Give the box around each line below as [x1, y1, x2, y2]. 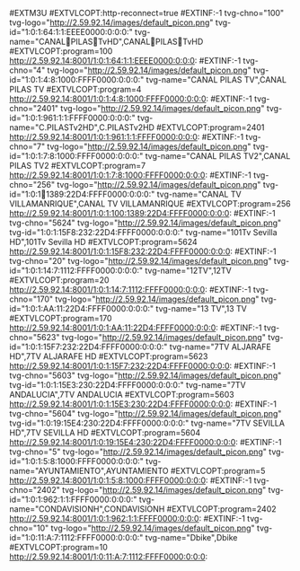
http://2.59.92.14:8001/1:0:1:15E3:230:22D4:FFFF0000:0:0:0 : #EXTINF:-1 [9, 399, 277, 409]
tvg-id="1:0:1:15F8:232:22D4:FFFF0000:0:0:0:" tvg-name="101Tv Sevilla [9, 227, 278, 237]
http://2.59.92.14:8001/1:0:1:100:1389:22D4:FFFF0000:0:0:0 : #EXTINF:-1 [9, 208, 276, 218]
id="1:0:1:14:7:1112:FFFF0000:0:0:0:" [9, 265, 144, 276]
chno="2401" [9, 103, 59, 113]
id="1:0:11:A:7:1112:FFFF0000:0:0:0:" [9, 532, 144, 542]
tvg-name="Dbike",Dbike [145, 532, 238, 542]
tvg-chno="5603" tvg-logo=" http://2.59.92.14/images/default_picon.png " [9, 370, 282, 381]
